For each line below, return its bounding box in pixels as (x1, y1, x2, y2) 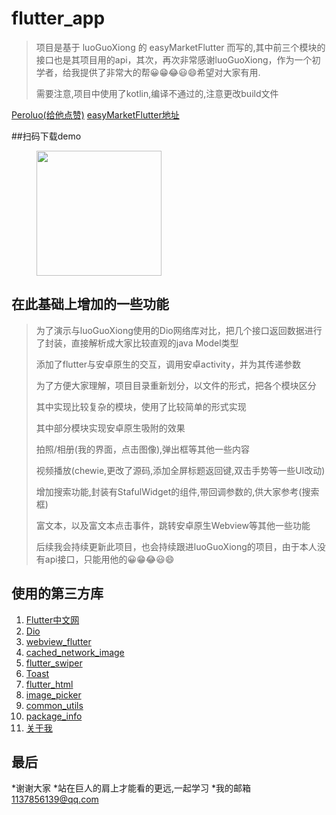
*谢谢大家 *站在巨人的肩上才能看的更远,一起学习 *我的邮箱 (11, 782, 251, 794)
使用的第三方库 (11, 585, 104, 602)
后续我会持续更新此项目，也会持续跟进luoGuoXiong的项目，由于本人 (35, 540, 318, 552)
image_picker (25, 688, 82, 701)
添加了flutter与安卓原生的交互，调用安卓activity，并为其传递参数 (35, 358, 301, 370)
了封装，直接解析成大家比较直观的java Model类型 (35, 337, 239, 349)
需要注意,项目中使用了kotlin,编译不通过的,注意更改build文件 (35, 87, 279, 99)
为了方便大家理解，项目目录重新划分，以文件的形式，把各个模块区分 (35, 379, 317, 391)
